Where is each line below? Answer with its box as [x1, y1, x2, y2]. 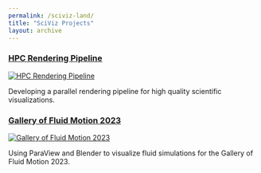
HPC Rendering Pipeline [8, 53, 103, 64]
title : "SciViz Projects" [8, 19, 94, 27]
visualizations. [8, 95, 56, 104]
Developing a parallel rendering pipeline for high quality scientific [8, 86, 222, 96]
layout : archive [8, 26, 62, 34]
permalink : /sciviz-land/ [8, 11, 94, 20]
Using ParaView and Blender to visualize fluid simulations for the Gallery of [8, 148, 253, 158]
